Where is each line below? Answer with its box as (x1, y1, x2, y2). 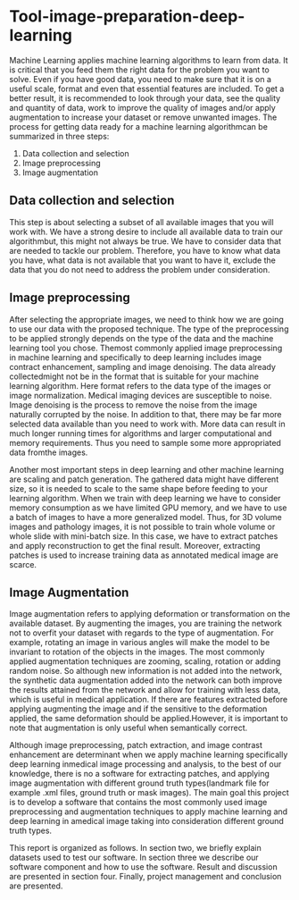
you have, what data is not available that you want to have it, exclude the (9, 255, 277, 265)
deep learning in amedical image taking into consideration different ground (9, 816, 284, 827)
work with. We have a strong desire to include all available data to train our (9, 226, 284, 237)
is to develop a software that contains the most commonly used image (9, 797, 268, 808)
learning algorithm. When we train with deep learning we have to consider (9, 492, 281, 503)
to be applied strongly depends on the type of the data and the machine (9, 332, 274, 343)
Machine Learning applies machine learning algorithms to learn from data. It (9, 55, 288, 65)
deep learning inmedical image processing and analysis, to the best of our (9, 759, 282, 770)
